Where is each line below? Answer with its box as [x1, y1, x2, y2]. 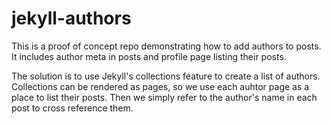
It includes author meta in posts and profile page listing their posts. [11, 50, 287, 62]
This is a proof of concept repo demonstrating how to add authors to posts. [11, 40, 322, 52]
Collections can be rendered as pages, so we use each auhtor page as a [11, 80, 310, 92]
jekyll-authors [11, 7, 132, 30]
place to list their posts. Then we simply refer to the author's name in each [11, 91, 318, 103]
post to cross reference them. [11, 102, 134, 114]
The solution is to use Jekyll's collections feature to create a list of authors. [11, 70, 321, 82]
